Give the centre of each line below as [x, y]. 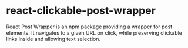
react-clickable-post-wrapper [81, 11]
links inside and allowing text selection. [53, 39]
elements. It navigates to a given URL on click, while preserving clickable [94, 32]
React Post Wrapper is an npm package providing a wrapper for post [89, 27]
